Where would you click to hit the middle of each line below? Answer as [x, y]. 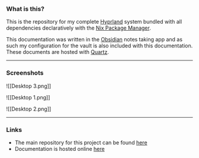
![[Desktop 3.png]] [29, 86]
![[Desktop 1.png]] [28, 97]
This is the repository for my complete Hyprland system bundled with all [94, 22]
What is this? [25, 9]
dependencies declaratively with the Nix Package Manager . [78, 28]
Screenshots [25, 73]
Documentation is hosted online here [60, 149]
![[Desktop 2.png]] [29, 109]
